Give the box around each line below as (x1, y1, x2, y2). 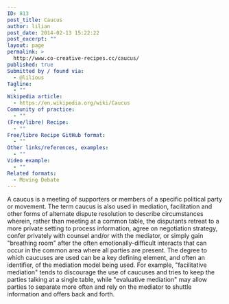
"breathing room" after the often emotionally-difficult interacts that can (7, 239, 207, 248)
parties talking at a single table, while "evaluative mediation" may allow (7, 276, 208, 284)
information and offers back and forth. (7, 290, 115, 298)
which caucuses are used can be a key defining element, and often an (7, 254, 206, 262)
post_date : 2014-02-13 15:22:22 (7, 29, 99, 36)
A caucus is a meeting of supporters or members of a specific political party (7, 195, 223, 204)
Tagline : (7, 80, 32, 87)
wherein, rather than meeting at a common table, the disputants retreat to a (7, 217, 219, 226)
